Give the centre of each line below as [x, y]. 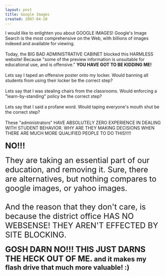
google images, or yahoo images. [66, 188]
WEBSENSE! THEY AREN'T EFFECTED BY [82, 226]
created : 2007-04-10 [27, 19]
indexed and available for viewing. [40, 44]
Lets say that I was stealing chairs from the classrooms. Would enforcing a [81, 91]
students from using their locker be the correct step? [59, 80]
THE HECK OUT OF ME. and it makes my [76, 259]
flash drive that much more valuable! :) [67, 268]
